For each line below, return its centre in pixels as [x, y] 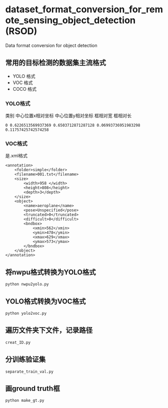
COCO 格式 [25, 89]
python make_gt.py [25, 401]
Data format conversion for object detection [51, 45]
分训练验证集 [26, 360]
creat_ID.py [18, 342]
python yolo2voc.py [26, 313]
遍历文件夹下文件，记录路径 [49, 330]
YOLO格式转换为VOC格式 [45, 301]
